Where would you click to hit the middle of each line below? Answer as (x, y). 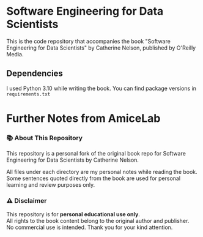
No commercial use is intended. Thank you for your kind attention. (90, 227)
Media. (15, 54)
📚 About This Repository (45, 138)
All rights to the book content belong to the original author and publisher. (98, 220)
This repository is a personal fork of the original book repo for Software (96, 154)
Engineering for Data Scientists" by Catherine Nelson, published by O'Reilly (101, 48)
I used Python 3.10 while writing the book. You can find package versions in (102, 88)
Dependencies (35, 74)
